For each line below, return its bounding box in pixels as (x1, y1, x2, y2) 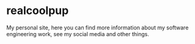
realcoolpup (6, 4, 69, 18)
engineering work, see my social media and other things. (6, 30, 150, 37)
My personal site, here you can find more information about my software (6, 24, 189, 31)
